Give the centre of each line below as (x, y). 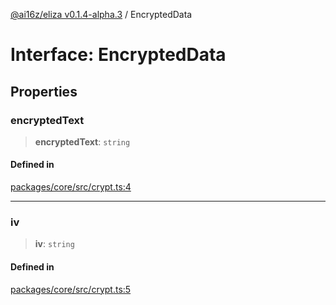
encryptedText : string (82, 141)
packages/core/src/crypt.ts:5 (71, 289)
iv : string (54, 244)
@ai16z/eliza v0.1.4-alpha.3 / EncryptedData (101, 14)
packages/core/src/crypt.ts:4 (71, 187)
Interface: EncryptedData (118, 55)
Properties (44, 91)
